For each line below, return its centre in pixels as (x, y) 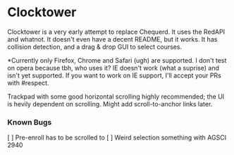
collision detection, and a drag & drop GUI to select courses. (94, 46)
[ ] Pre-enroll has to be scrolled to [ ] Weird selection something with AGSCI (117, 137)
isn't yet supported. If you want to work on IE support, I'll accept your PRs (115, 75)
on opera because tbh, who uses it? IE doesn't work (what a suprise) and (113, 68)
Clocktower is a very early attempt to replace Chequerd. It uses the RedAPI (116, 32)
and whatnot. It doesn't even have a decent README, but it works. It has (112, 39)
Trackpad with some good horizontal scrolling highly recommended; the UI (116, 97)
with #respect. (28, 82)
